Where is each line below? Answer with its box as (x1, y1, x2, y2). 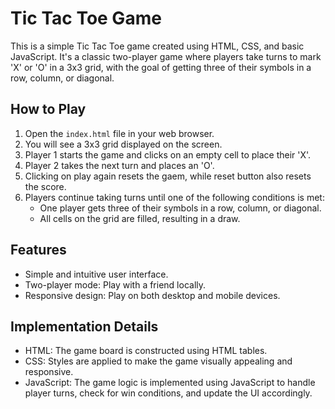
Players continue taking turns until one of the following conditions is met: (24, 191, 325, 203)
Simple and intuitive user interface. (24, 268, 169, 280)
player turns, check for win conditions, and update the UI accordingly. (24, 387, 313, 399)
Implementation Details (10, 318, 159, 335)
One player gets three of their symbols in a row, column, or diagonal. (39, 202, 322, 214)
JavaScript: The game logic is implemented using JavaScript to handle (24, 377, 316, 389)
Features (10, 242, 67, 259)
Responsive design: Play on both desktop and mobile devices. (24, 289, 281, 301)
